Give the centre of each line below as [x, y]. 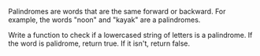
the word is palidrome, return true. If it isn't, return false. [99, 43]
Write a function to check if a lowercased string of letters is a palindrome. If [130, 35]
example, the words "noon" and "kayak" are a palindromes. [104, 20]
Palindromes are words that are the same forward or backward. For [117, 11]
